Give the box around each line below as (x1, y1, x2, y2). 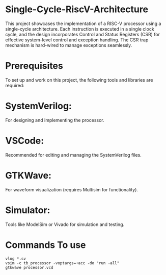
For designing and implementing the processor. (5, 117, 104, 123)
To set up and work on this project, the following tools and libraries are (5, 77, 153, 83)
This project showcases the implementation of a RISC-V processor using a (5, 20, 161, 27)
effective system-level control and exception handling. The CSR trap (5, 37, 149, 43)
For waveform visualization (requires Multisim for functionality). (5, 186, 139, 192)
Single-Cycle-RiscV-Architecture (5, 4, 149, 15)
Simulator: (5, 204, 50, 216)
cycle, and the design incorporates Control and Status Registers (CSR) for (5, 31, 160, 37)
